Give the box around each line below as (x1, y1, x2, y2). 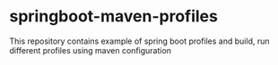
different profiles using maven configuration (9, 45, 172, 55)
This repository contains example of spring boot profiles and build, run (9, 36, 270, 46)
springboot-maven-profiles (9, 6, 218, 27)
